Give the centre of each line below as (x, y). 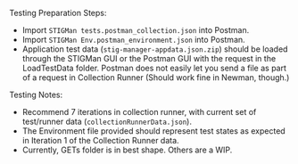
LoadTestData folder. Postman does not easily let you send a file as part (154, 68)
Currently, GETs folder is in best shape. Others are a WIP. (127, 150)
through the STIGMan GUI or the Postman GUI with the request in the (149, 58)
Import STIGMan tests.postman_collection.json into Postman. (136, 30)
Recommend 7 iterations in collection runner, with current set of (139, 112)
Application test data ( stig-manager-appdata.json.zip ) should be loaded (155, 49)
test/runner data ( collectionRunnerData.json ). (107, 121)
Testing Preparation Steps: (58, 13)
